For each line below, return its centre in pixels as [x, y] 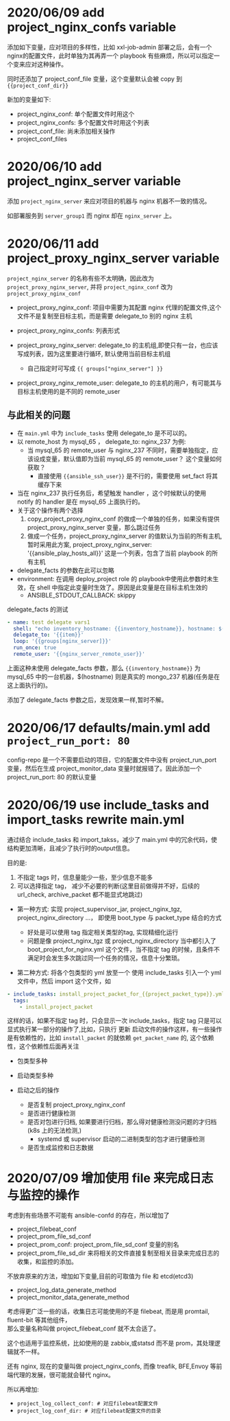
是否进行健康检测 [51, 1114]
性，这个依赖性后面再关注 [43, 1046]
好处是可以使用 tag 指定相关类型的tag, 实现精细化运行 [103, 932]
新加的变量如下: [29, 99]
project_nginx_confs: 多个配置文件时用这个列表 [83, 122]
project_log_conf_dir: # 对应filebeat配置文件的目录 [89, 1411]
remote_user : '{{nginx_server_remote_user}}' [79, 654]
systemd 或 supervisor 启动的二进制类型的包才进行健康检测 [121, 1139]
